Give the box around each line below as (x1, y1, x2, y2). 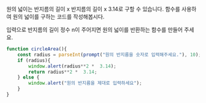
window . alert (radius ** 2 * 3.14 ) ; (28, 63, 116, 69)
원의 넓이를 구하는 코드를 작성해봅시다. (12, 13, 105, 20)
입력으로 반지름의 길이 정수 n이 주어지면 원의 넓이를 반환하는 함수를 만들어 (6, 26, 183, 33)
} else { (17, 74, 40, 81)
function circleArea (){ (6, 46, 67, 52)
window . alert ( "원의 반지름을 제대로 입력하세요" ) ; (28, 80, 142, 86)
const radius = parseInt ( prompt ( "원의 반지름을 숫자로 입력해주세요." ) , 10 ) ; (17, 51, 201, 58)
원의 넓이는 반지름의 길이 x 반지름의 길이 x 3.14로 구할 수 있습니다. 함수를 (6, 6, 181, 12)
